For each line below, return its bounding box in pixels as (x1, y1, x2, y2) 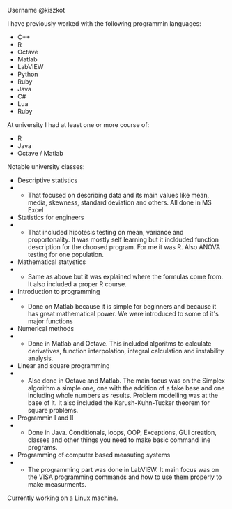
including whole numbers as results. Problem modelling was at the (27, 391, 219, 399)
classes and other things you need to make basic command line (27, 436, 211, 444)
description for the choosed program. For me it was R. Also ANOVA (27, 243, 221, 251)
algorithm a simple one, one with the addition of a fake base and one (27, 384, 225, 392)
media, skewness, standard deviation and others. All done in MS (27, 198, 212, 207)
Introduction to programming (17, 288, 100, 295)
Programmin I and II (17, 413, 74, 422)
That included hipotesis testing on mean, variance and (27, 228, 184, 236)
